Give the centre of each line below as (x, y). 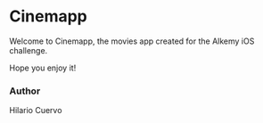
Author (25, 91)
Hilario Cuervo (36, 111)
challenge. (29, 50)
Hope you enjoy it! (43, 68)
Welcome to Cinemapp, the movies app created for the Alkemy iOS (132, 41)
